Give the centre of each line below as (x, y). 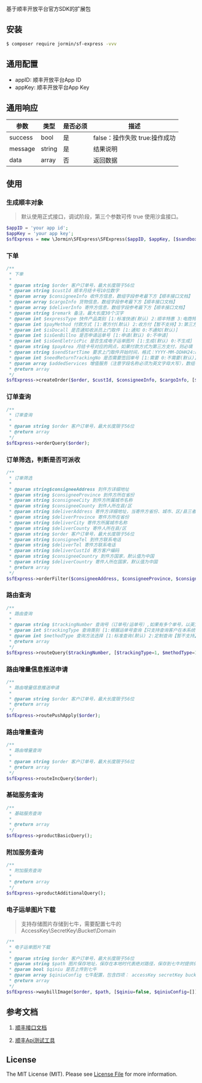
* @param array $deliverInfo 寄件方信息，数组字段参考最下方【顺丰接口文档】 (98, 308)
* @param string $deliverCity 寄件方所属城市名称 (68, 523)
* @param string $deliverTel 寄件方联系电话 (62, 545)
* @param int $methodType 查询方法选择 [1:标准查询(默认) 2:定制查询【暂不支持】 (103, 636)
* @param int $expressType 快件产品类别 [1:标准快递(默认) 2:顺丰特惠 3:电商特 (103, 319)
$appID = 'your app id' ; (37, 228)
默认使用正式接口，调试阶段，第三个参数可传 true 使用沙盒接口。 (101, 216)
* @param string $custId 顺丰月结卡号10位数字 (64, 291)
